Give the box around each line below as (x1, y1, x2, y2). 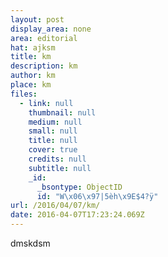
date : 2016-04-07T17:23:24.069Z (10, 210, 145, 220)
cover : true (28, 145, 78, 155)
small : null (28, 126, 78, 136)
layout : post (10, 14, 65, 25)
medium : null (28, 117, 83, 127)
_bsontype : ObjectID (36, 182, 123, 192)
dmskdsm (10, 237, 51, 249)
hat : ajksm (10, 42, 56, 53)
